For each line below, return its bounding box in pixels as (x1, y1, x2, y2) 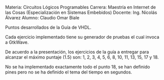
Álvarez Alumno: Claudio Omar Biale (5, 15, 80, 20)
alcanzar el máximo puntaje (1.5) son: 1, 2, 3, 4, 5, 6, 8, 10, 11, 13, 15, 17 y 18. (5, 54, 159, 60)
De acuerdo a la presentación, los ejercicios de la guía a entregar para (5, 49, 150, 55)
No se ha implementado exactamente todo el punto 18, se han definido (5, 64, 151, 70)
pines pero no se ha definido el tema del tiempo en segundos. (5, 69, 132, 75)
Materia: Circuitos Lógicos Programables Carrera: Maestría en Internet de (5, 4, 156, 10)
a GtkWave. (5, 39, 29, 45)
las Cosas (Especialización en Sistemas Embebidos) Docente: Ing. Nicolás (5, 9, 158, 15)
